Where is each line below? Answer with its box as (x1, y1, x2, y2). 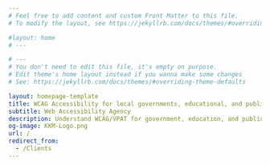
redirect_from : (8, 137, 59, 145)
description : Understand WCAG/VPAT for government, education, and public (8, 115, 264, 123)
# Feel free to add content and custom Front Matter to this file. (8, 11, 239, 20)
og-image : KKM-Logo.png (8, 122, 88, 131)
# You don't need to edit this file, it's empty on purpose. (8, 63, 218, 71)
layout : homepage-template (8, 92, 99, 100)
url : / (8, 130, 31, 138)
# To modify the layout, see (8, 19, 106, 27)
